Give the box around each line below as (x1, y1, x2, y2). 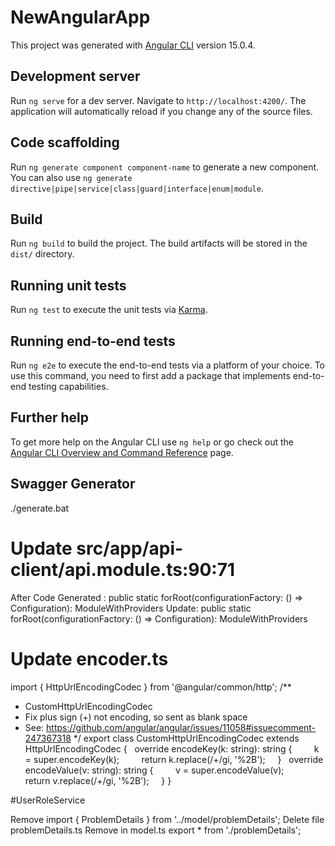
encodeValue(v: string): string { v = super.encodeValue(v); (24, 764, 285, 776)
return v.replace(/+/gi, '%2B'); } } (24, 774, 172, 786)
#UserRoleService (10, 794, 86, 806)
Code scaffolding (10, 134, 120, 151)
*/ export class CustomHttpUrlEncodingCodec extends (73, 732, 300, 744)
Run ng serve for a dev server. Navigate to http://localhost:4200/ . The (10, 94, 307, 106)
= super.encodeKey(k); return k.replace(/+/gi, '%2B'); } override (24, 753, 324, 765)
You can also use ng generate (10, 171, 133, 183)
